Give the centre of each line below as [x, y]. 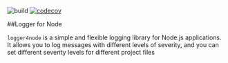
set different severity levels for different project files [81, 52]
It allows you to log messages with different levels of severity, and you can [113, 45]
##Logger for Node [35, 24]
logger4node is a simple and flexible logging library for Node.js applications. [115, 37]
